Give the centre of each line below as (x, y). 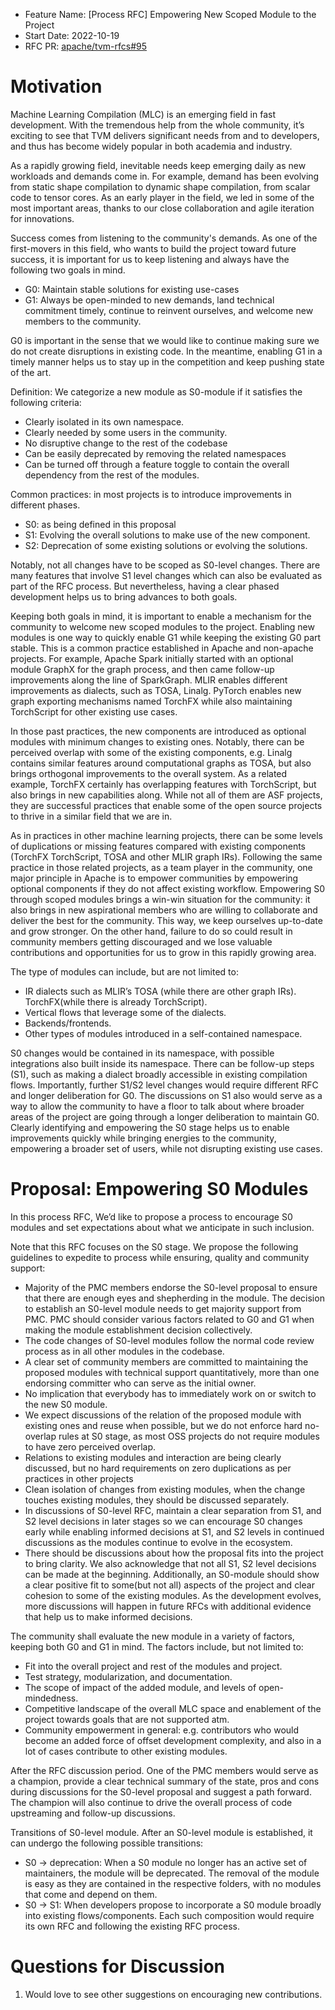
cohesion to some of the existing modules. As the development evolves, (173, 1595)
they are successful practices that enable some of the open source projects (166, 805)
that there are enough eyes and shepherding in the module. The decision (174, 1298)
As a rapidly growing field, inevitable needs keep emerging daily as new (158, 165)
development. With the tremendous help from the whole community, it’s (157, 125)
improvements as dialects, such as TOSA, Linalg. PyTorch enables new (156, 690)
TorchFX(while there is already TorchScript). (116, 1001)
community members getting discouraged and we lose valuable (141, 941)
